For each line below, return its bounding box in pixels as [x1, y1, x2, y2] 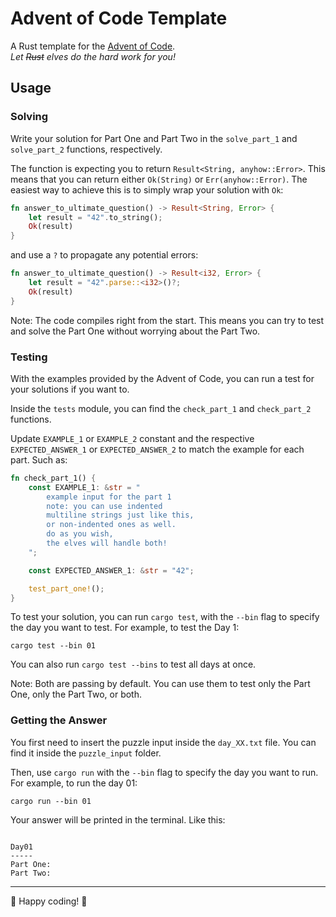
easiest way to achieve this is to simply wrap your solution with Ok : [10, 183, 284, 196]
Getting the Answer [10, 713, 108, 727]
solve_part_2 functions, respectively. [10, 143, 163, 155]
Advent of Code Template [10, 7, 228, 30]
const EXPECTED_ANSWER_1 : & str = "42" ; [28, 565, 195, 576]
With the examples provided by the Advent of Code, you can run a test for [10, 372, 315, 384]
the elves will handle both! [46, 538, 168, 549]
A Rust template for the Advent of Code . [10, 40, 176, 52]
